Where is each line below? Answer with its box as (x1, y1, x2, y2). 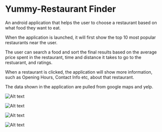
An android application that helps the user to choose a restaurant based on (5, 20, 157, 26)
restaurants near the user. (5, 39, 58, 45)
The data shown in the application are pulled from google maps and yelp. (5, 83, 154, 89)
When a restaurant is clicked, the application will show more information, (5, 69, 153, 75)
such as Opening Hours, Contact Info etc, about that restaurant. (5, 74, 134, 80)
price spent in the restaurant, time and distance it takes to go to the (5, 54, 142, 60)
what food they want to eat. (5, 25, 61, 30)
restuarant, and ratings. (5, 59, 53, 65)
